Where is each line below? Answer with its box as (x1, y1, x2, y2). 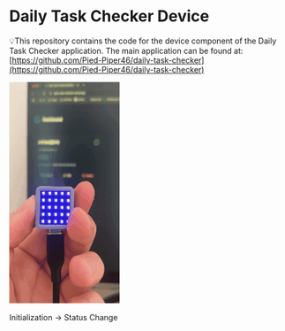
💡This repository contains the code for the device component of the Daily (9, 35, 277, 46)
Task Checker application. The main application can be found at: (9, 45, 244, 56)
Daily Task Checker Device (9, 6, 210, 27)
